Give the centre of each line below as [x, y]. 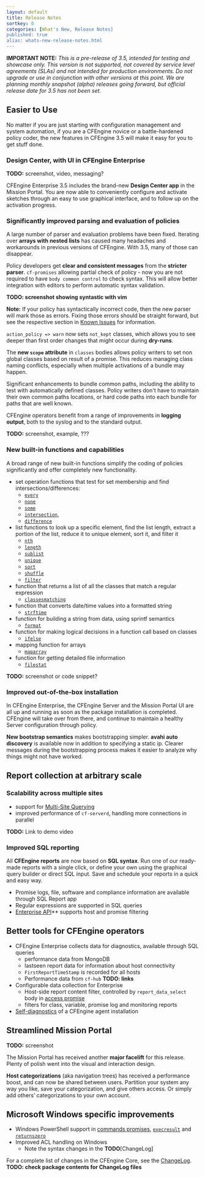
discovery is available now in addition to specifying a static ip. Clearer [95, 743]
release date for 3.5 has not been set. [54, 91]
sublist [34, 554]
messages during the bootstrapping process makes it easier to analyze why [102, 750]
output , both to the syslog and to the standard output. [74, 422]
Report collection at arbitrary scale [74, 776]
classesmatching [45, 599]
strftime [35, 612]
